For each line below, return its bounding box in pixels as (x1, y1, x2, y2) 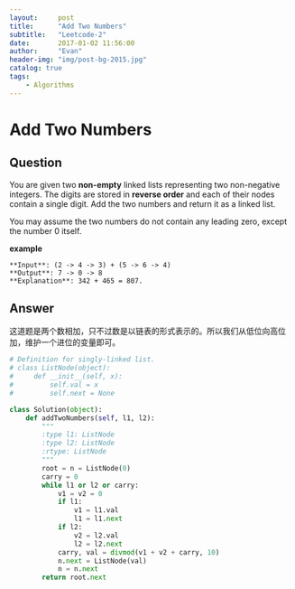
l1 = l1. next (73, 514, 124, 524)
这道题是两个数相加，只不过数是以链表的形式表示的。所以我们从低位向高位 (9, 326, 286, 337)
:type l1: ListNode (41, 430, 115, 439)
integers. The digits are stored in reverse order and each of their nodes (9, 189, 275, 200)
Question (9, 155, 62, 171)
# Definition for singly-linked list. (9, 355, 155, 364)
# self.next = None (9, 388, 115, 397)
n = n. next (57, 565, 99, 574)
